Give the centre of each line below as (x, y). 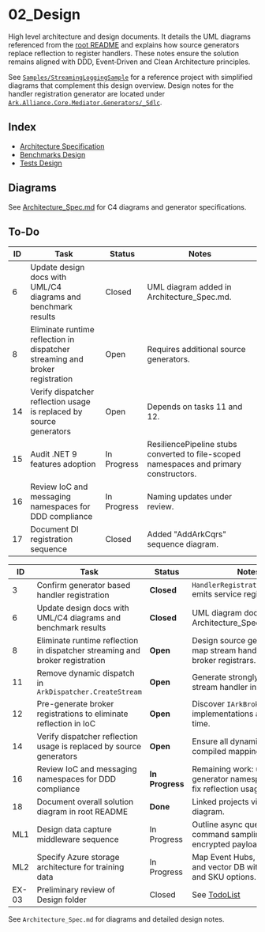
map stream (214, 650)
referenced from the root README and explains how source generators (124, 44)
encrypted (211, 844)
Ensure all (210, 741)
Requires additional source (196, 350)
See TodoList (216, 895)
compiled (209, 752)
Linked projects (220, 802)
